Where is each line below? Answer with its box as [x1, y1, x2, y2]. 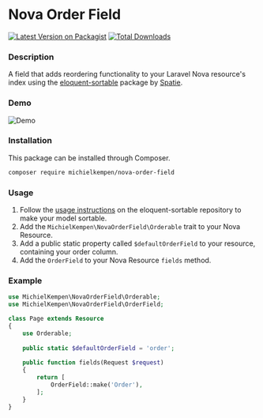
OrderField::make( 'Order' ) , [50, 381, 144, 389]
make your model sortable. [19, 213, 107, 223]
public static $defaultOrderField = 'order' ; [22, 344, 175, 352]
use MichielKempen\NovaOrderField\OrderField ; [8, 300, 164, 309]
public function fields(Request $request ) [22, 359, 164, 367]
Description [8, 51, 54, 62]
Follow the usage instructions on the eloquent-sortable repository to [19, 205, 242, 214]
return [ [36, 374, 66, 382]
